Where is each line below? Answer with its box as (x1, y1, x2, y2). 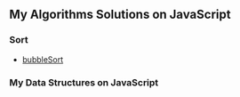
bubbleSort (21, 53, 64, 65)
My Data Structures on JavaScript (9, 76, 159, 88)
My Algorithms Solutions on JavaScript (9, 7, 231, 22)
